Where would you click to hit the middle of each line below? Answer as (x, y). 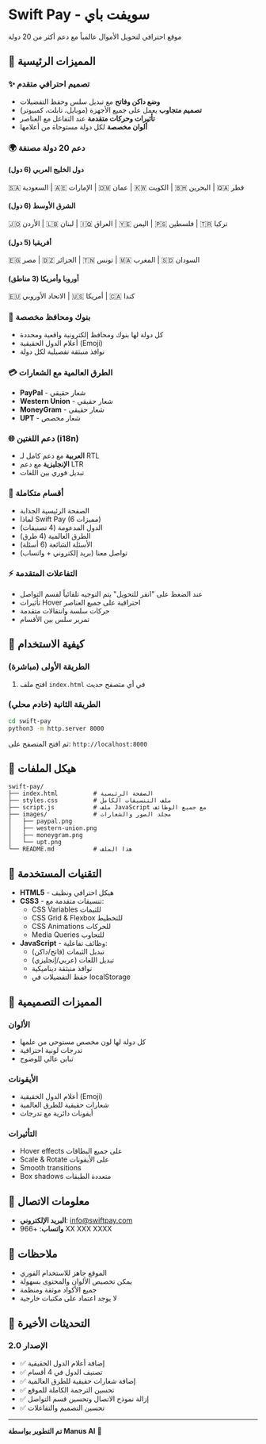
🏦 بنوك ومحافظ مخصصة (49, 317)
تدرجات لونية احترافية (51, 1050)
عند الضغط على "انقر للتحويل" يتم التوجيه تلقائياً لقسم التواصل (111, 593)
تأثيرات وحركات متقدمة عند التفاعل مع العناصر (87, 118)
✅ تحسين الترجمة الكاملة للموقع (67, 1389)
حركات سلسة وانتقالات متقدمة (65, 611)
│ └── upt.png (35, 843)
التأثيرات (23, 1134)
